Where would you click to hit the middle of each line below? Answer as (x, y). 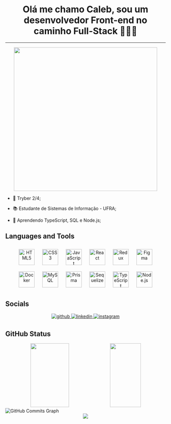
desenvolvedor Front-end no (85, 20)
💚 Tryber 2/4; (27, 198)
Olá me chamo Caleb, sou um (85, 9)
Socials (17, 304)
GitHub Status (28, 334)
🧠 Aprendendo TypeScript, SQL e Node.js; (57, 220)
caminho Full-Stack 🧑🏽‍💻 (85, 31)
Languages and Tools (40, 236)
